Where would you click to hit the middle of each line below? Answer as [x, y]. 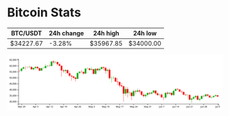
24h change [67, 33]
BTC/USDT [27, 33]
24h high [106, 33]
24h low [145, 33]
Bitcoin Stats [44, 13]
